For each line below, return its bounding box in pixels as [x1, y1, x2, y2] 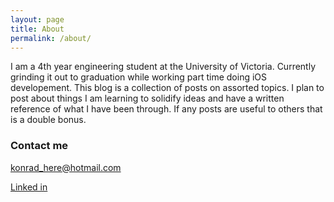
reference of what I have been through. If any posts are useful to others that [10, 103, 323, 115]
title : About [10, 24, 65, 34]
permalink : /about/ [10, 33, 92, 43]
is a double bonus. [10, 114, 87, 126]
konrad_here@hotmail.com [10, 161, 122, 173]
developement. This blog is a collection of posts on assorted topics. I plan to [10, 82, 325, 94]
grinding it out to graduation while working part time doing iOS [10, 71, 268, 83]
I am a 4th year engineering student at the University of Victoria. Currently [10, 61, 317, 73]
